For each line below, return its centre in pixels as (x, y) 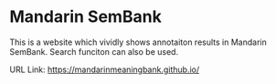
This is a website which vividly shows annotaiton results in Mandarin (138, 42)
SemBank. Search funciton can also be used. (94, 51)
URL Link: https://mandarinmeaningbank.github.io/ (104, 69)
